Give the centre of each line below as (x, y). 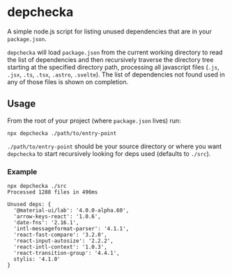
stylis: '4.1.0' (37, 259)
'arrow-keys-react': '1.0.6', (57, 217)
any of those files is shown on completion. (68, 81)
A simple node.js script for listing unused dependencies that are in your (110, 31)
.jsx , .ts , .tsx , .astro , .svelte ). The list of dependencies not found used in (116, 74)
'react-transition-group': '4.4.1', (67, 253)
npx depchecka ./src (37, 186)
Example (22, 171)
